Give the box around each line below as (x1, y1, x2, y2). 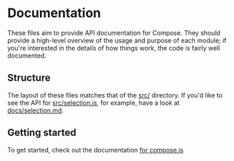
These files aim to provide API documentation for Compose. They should (7, 28, 220, 37)
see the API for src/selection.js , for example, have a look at (7, 98, 180, 107)
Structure (7, 72, 51, 84)
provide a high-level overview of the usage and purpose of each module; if (7, 36, 227, 44)
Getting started (7, 127, 77, 139)
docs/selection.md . (7, 105, 64, 115)
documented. (7, 51, 47, 60)
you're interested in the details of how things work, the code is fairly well (7, 43, 220, 52)
